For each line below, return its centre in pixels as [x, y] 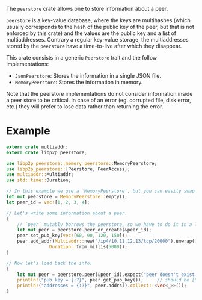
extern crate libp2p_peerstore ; [47, 152]
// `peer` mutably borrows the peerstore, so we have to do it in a [105, 224]
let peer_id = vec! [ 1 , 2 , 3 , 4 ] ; [48, 202]
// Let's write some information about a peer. [67, 213]
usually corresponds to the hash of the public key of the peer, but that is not [100, 27]
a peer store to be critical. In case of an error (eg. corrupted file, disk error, [99, 100]
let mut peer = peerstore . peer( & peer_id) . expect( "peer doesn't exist [106, 274]
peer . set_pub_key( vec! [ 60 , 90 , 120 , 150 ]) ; [72, 236]
